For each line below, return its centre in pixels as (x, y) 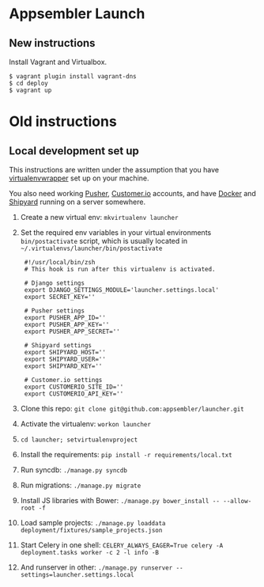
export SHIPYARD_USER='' (65, 359)
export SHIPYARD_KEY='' (63, 366)
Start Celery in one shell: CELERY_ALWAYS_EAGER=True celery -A (122, 545)
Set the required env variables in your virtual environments (116, 233)
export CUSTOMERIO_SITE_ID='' (74, 387)
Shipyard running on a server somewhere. (77, 202)
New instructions (52, 43)
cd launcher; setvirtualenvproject (79, 440)
